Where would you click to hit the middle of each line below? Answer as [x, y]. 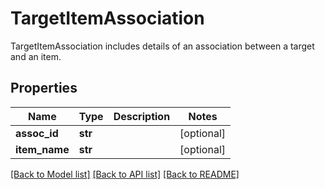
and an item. [36, 56]
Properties [44, 88]
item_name [42, 149]
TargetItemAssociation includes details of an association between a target [162, 46]
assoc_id [37, 133]
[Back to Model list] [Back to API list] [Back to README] [125, 174]
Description [142, 116]
